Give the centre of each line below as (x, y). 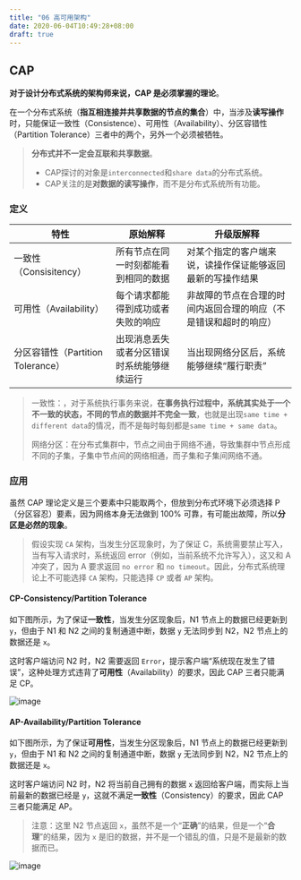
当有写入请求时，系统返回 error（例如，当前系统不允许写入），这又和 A (161, 555)
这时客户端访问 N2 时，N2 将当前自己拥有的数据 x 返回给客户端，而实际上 (146, 784)
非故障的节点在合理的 (232, 295)
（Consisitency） (50, 272)
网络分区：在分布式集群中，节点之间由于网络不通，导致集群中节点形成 (161, 445)
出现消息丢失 (143, 339)
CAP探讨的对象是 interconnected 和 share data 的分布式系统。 (155, 173)
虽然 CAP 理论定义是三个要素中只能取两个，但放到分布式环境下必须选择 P (145, 502)
